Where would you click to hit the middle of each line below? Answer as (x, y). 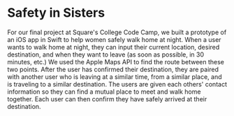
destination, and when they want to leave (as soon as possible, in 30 (106, 55)
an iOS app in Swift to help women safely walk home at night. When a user (114, 39)
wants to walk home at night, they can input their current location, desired (114, 47)
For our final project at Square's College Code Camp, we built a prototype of (117, 32)
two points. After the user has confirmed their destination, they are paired (113, 69)
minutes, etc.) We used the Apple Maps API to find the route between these (116, 61)
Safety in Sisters (56, 13)
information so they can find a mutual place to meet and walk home (104, 92)
